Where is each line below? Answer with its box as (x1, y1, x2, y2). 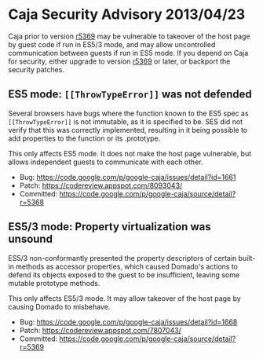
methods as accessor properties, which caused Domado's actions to (15, 262, 238, 271)
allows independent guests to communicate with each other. (8, 157, 203, 167)
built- (238, 253, 256, 262)
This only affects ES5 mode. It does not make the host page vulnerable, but (8, 148, 252, 158)
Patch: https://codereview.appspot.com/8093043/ (19, 181, 183, 190)
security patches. (8, 64, 65, 74)
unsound (8, 233, 53, 246)
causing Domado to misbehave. (8, 302, 111, 311)
